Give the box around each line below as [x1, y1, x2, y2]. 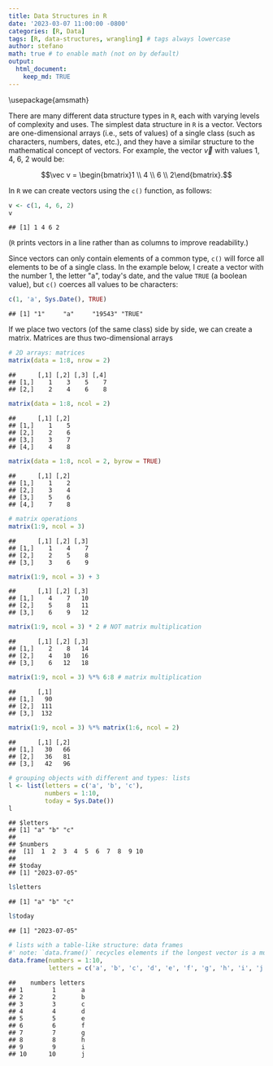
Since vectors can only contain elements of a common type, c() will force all [8, 253, 265, 263]
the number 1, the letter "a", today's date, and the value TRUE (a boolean [8, 271, 248, 281]
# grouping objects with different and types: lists [8, 774, 191, 782]
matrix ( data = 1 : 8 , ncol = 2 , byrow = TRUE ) [8, 457, 162, 465]
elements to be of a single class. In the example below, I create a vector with [8, 262, 264, 272]
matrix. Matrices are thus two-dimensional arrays [8, 333, 173, 343]
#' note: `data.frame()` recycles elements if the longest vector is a [8, 949, 256, 957]
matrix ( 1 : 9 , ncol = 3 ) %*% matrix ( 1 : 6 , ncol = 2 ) [8, 724, 180, 732]
